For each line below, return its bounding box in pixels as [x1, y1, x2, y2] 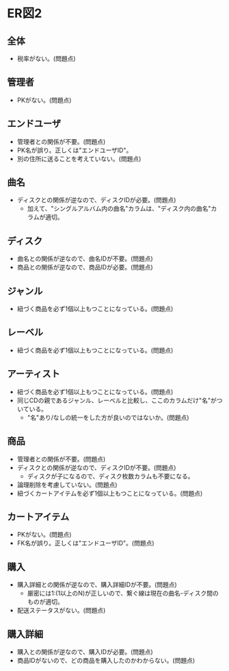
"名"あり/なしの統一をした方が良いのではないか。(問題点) [27, 413, 189, 422]
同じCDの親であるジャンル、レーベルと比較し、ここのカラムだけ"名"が [16, 396, 217, 404]
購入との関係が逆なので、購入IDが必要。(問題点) [16, 648, 154, 656]
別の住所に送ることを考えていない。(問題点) [16, 154, 142, 162]
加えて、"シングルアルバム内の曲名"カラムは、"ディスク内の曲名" [27, 204, 211, 212]
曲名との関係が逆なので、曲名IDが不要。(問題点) [16, 254, 154, 263]
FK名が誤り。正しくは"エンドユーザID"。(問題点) [16, 539, 155, 548]
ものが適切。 [27, 598, 64, 606]
